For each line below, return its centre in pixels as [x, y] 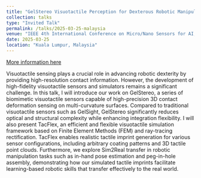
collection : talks [29, 17]
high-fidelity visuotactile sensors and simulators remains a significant [92, 86]
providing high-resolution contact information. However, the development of [100, 80]
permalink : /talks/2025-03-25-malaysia [56, 28]
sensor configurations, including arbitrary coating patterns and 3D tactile [96, 143]
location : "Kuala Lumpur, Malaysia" [52, 45]
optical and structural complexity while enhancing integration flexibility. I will [100, 118]
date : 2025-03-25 [28, 39]
